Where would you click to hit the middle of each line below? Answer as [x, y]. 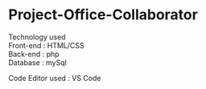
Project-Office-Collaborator [103, 15]
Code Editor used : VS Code [55, 78]
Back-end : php [34, 54]
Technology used [37, 37]
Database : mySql [37, 63]
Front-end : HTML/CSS [46, 45]
